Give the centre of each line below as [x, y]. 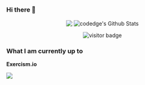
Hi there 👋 [21, 10]
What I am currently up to [45, 51]
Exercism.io [22, 64]
